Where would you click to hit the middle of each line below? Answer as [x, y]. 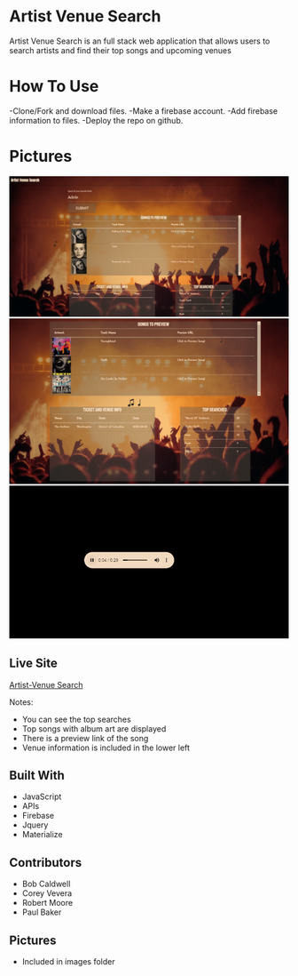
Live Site [33, 664]
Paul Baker [42, 912]
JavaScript [42, 796]
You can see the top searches [76, 719]
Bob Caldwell [46, 884]
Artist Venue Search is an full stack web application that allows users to [140, 41]
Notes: [21, 702]
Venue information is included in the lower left [106, 748]
